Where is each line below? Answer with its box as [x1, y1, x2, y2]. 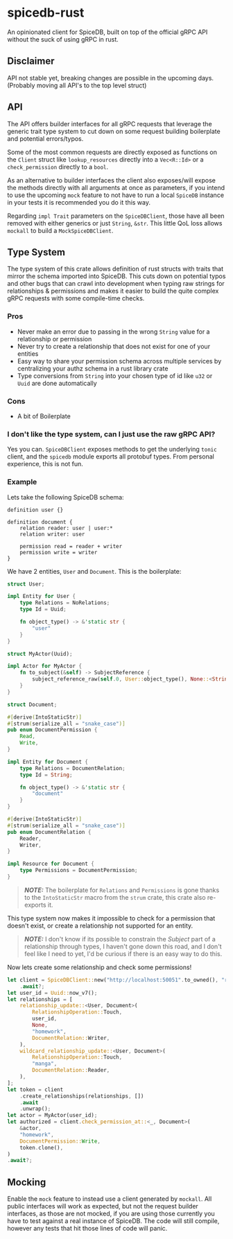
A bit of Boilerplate [17, 411, 71, 420]
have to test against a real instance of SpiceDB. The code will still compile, [7, 1217, 220, 1225]
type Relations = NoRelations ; [19, 599, 110, 606]
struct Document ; [7, 701, 58, 708]
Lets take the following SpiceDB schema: [7, 493, 124, 501]
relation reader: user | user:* [19, 524, 113, 531]
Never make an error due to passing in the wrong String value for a [17, 327, 210, 336]
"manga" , [32, 1060, 58, 1068]
